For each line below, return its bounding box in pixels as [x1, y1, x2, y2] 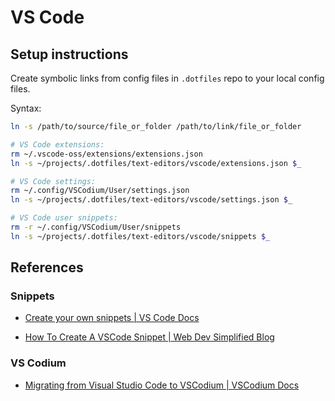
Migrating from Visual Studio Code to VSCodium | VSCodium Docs [24, 379, 300, 391]
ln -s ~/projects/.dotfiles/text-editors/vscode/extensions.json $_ [10, 158, 302, 168]
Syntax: [10, 102, 42, 114]
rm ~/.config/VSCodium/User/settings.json [10, 186, 190, 196]
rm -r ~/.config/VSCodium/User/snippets [10, 222, 182, 232]
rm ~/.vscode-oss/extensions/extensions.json [10, 149, 203, 159]
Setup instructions [10, 46, 129, 63]
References [10, 259, 84, 276]
